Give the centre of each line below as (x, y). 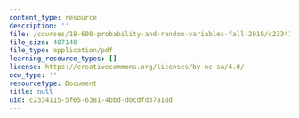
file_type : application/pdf (61, 51)
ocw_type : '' (33, 75)
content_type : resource (53, 17)
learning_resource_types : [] (63, 59)
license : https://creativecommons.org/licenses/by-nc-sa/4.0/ (127, 67)
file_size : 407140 (43, 42)
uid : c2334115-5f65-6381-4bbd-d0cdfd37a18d (91, 100)
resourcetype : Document (53, 83)
